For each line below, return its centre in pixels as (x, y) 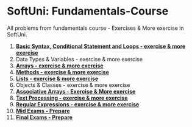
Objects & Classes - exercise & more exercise (73, 85)
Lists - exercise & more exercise (57, 78)
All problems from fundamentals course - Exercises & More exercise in (96, 28)
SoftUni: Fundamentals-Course (88, 11)
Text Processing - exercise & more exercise (72, 98)
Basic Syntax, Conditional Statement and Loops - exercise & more (101, 46)
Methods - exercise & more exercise (62, 72)
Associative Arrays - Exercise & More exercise (76, 91)
